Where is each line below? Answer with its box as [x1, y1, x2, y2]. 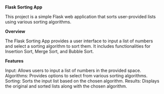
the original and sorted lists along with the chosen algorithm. [5, 83, 127, 89]
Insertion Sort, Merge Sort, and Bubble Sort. [5, 49, 94, 54]
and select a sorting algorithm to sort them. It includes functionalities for [5, 43, 151, 49]
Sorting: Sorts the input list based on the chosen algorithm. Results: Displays [5, 78, 160, 84]
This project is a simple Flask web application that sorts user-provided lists [5, 14, 156, 19]
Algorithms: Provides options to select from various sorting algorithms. [5, 73, 148, 78]
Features [5, 58, 23, 63]
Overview [5, 29, 25, 34]
